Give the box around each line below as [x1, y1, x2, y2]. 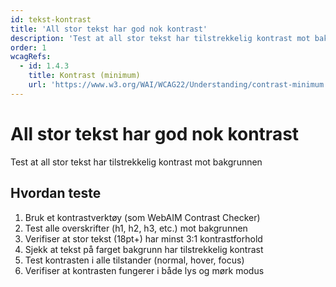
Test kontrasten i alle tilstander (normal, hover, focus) [24, 254, 245, 266]
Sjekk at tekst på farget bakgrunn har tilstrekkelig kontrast [24, 243, 264, 255]
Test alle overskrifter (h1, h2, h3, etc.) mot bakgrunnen [24, 222, 248, 234]
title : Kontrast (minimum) [28, 71, 141, 81]
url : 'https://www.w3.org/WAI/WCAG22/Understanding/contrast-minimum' [28, 80, 329, 90]
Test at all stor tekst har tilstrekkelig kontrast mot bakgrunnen [10, 156, 263, 168]
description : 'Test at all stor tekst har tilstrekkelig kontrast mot [10, 33, 311, 43]
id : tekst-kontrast [10, 14, 92, 25]
